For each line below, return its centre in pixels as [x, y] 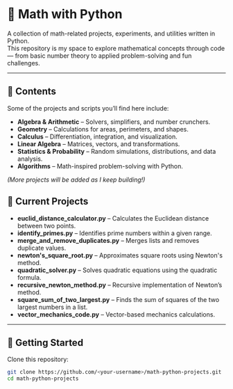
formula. [29, 277]
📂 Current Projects [48, 201]
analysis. [30, 159]
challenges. [24, 63]
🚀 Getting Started [45, 343]
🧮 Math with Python [65, 14]
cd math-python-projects [43, 379]
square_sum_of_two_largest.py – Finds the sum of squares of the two [118, 299]
